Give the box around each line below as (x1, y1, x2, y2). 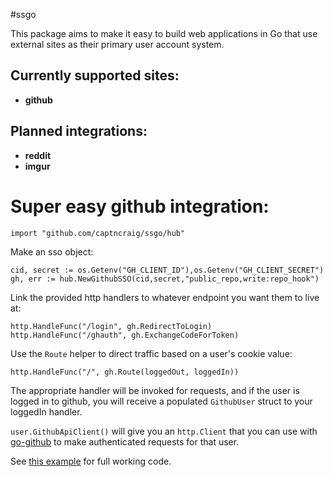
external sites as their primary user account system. (10, 39, 225, 50)
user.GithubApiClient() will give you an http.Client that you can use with (10, 425, 318, 437)
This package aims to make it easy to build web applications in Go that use (10, 28, 318, 39)
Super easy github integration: (10, 195, 270, 218)
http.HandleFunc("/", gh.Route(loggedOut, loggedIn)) (10, 367, 240, 377)
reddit (24, 149, 52, 161)
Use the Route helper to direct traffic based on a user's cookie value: (10, 347, 293, 359)
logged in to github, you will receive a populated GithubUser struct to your (10, 395, 313, 407)
